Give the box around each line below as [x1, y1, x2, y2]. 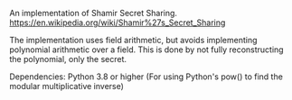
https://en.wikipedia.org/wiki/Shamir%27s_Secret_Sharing [9, 17, 226, 28]
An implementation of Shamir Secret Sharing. [9, 8, 178, 18]
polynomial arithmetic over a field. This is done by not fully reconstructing [9, 44, 284, 55]
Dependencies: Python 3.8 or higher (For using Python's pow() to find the [9, 71, 283, 82]
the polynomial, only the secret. [9, 54, 127, 64]
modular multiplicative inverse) [9, 81, 125, 91]
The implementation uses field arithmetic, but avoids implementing [9, 35, 258, 45]
